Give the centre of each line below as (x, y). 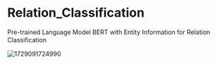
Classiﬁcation (27, 40)
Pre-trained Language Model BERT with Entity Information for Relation (109, 32)
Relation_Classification (76, 13)
